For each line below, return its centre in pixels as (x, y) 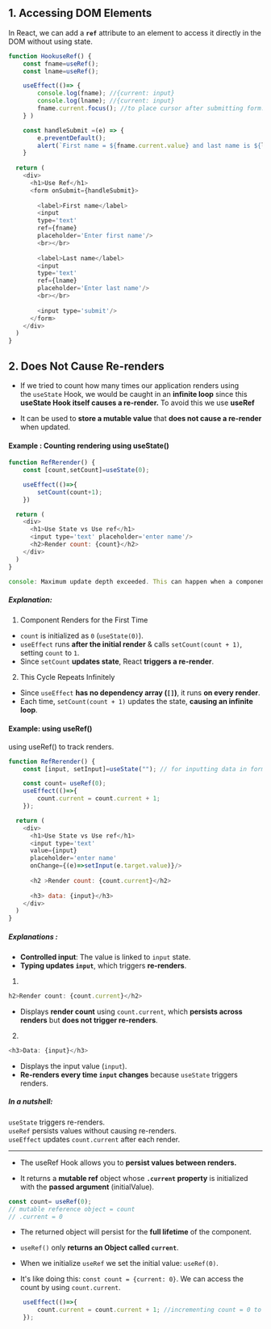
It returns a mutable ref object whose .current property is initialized (134, 1178)
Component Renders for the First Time (84, 620)
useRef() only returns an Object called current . (99, 1247)
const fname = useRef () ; (61, 64)
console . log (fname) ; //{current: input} (106, 93)
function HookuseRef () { (50, 56)
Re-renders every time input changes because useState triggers (129, 1074)
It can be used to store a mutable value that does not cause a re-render (141, 418)
